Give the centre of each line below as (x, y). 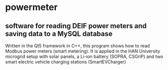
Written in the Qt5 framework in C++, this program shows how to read (77, 46)
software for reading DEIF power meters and (76, 26)
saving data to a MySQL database (59, 33)
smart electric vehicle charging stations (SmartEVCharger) (66, 62)
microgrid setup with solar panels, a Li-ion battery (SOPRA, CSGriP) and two (84, 56)
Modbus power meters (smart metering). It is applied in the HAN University (83, 51)
